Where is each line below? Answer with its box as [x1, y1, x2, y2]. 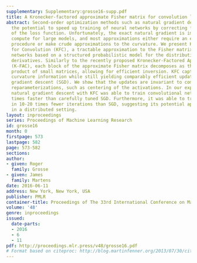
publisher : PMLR [6, 194, 46, 200]
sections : [6, 150, 30, 156]
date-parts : [11, 221, 41, 227]
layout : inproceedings [6, 112, 62, 118]
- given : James [6, 172, 43, 178]
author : [6, 156, 25, 162]
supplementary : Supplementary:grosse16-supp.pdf [6, 8, 127, 15]
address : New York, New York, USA [6, 188, 91, 194]
